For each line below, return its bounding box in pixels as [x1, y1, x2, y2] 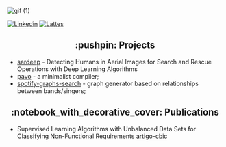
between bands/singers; [16, 86, 86, 95]
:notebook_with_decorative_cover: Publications [11, 107, 219, 118]
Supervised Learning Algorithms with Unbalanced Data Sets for [16, 124, 197, 133]
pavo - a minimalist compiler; [16, 72, 99, 80]
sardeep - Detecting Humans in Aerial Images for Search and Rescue [16, 57, 212, 66]
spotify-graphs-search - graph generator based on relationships [16, 79, 199, 88]
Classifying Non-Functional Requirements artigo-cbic [16, 132, 168, 140]
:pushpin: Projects [75, 40, 155, 51]
